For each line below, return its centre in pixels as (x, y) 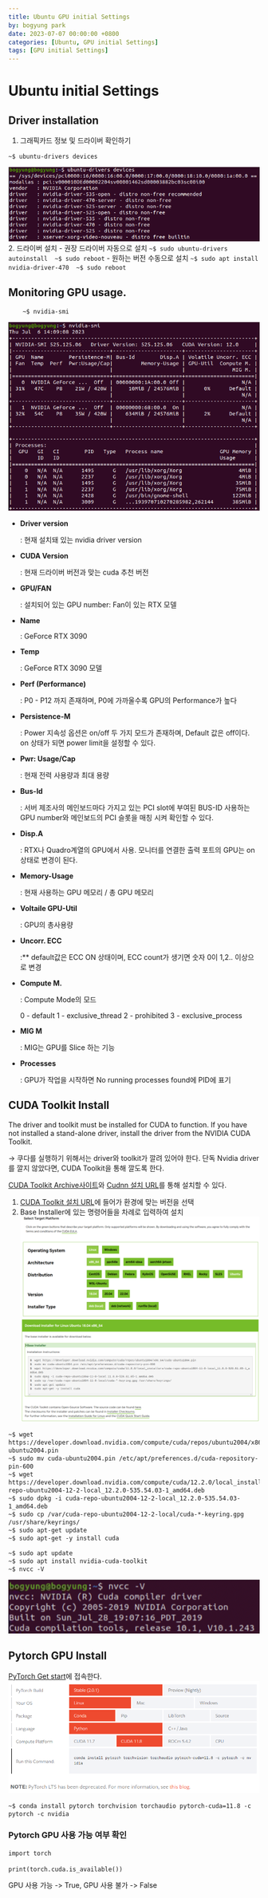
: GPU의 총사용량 (46, 925)
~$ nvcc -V (26, 1569)
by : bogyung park (37, 25)
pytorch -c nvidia (39, 1814)
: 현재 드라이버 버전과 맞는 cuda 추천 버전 (84, 572)
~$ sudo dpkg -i (35, 1499)
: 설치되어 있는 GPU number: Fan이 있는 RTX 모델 (98, 604)
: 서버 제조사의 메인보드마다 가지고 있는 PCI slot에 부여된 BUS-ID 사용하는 (135, 807)
